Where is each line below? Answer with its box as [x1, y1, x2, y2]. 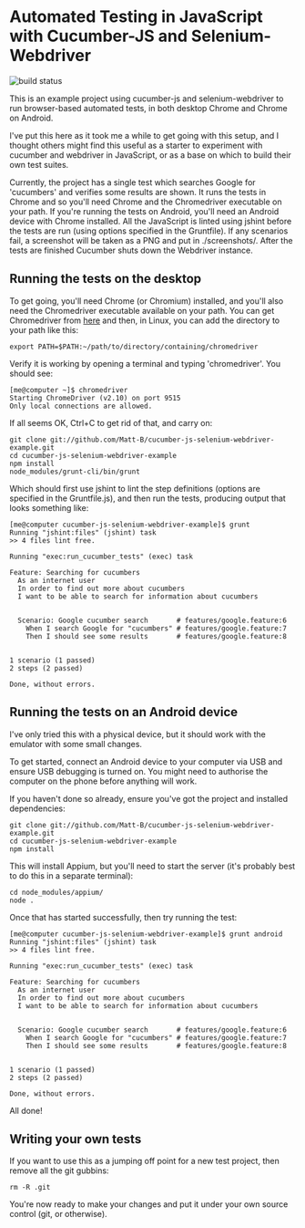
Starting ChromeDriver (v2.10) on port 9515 [9, 393, 181, 402]
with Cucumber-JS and [9, 26, 188, 47]
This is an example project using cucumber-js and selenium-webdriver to [9, 93, 284, 104]
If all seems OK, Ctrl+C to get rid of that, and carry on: [9, 417, 213, 428]
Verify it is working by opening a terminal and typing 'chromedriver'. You [9, 358, 280, 369]
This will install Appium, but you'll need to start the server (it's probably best [9, 860, 296, 871]
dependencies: [9, 803, 66, 814]
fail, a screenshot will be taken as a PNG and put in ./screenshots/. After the [9, 234, 293, 245]
